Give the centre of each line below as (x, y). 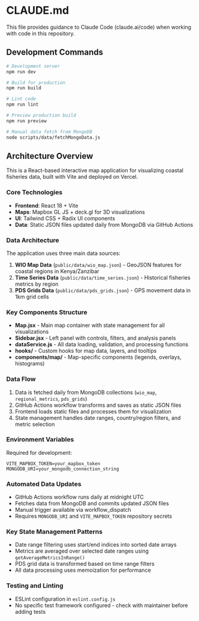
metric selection (35, 424)
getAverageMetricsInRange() (50, 558)
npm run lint (22, 105)
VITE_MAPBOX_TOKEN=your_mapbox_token (53, 463)
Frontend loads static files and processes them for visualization (93, 411)
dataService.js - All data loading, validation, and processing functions (102, 344)
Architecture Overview (50, 156)
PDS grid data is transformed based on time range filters (85, 564)
